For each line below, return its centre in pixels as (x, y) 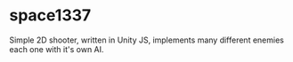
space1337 (50, 15)
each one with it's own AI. (57, 49)
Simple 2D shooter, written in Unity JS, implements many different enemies (147, 40)
